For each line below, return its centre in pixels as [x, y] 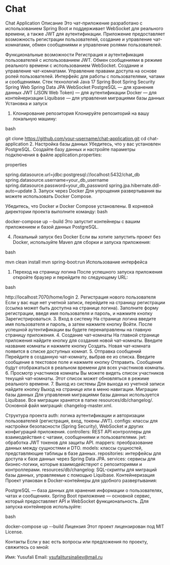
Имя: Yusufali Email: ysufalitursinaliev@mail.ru [54, 557]
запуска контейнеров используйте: [44, 506]
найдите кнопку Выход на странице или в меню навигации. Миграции [81, 389]
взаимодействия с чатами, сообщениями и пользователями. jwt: [76, 437]
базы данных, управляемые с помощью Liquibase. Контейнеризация [80, 475]
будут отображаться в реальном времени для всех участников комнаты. [85, 367]
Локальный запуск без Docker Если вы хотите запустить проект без [87, 237]
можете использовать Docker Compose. [49, 196]
